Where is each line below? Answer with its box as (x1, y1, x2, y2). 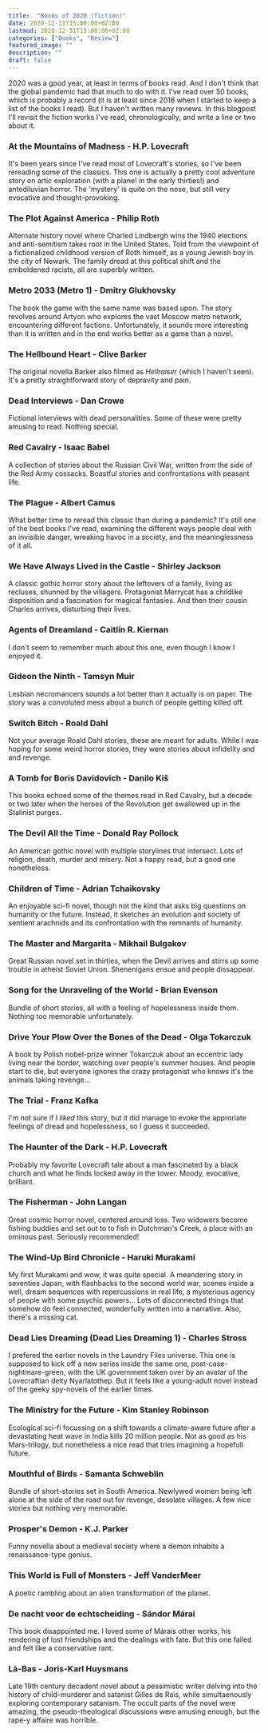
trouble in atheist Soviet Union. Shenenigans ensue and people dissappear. (8, 964, 255, 974)
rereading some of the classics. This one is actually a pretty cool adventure (8, 167, 255, 177)
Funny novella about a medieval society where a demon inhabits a (8, 1541, 225, 1551)
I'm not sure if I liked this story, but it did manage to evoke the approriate (8, 1113, 247, 1123)
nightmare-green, (8, 1368, 66, 1377)
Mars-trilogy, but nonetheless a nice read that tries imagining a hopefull (8, 1440, 244, 1449)
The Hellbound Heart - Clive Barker (8, 349, 148, 360)
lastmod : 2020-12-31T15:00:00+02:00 (8, 26, 130, 34)
